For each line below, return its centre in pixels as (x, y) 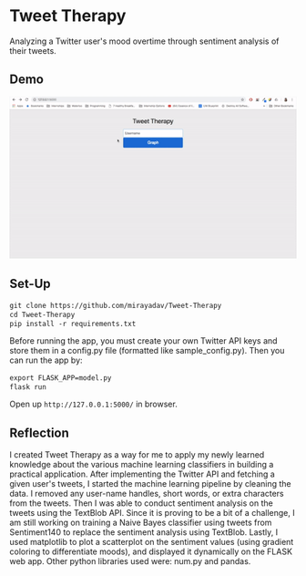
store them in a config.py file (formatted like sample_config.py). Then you (147, 351)
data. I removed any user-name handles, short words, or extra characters (147, 494)
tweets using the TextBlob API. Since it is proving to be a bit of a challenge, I (152, 513)
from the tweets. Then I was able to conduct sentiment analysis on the (141, 503)
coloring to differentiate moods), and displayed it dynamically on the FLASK (151, 551)
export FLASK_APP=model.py (61, 378)
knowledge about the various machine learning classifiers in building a (142, 465)
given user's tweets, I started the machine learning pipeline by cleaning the (150, 484)
